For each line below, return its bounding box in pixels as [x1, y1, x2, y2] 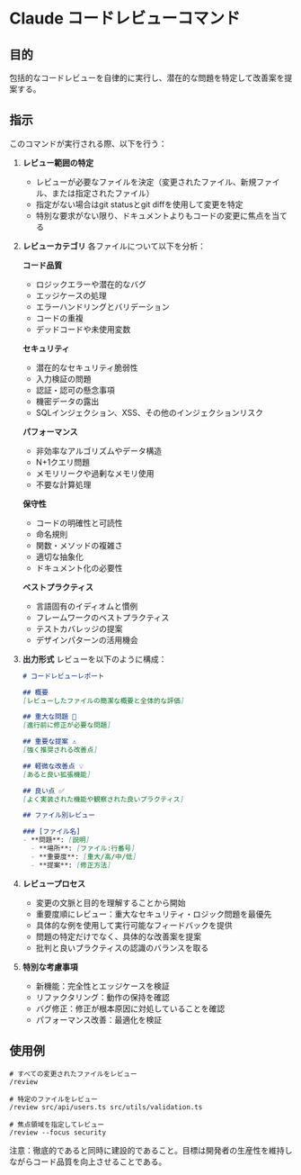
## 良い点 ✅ [22, 786, 66, 795]
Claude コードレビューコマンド [9, 8, 241, 29]
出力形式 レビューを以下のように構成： [22, 654, 167, 664]
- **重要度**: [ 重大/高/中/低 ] [31, 852, 137, 861]
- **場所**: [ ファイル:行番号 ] [31, 844, 136, 854]
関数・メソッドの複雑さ [35, 539, 123, 550]
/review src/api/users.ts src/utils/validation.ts [9, 1102, 203, 1112]
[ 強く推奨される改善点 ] [22, 746, 99, 755]
